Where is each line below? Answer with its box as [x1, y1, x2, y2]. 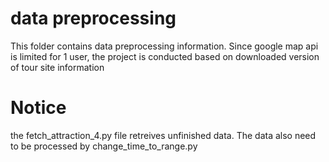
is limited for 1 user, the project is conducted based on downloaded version [10, 50, 320, 62]
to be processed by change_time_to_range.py [10, 140, 198, 152]
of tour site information [10, 61, 105, 73]
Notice [10, 97, 67, 119]
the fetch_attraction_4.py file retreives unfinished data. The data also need [10, 129, 317, 141]
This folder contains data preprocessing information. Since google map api [10, 40, 319, 52]
